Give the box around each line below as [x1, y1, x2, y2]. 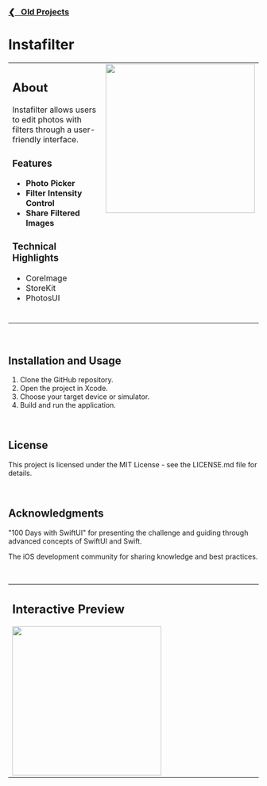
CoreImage [25, 273, 68, 284]
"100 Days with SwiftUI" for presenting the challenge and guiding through [8, 528, 249, 537]
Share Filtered [25, 207, 81, 219]
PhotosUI [25, 292, 60, 304]
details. [8, 468, 33, 478]
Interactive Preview [12, 602, 125, 618]
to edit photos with [12, 114, 82, 126]
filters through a [12, 124, 72, 135]
